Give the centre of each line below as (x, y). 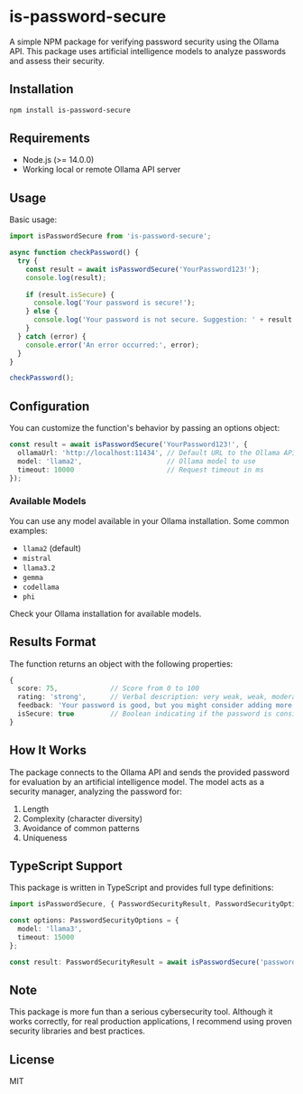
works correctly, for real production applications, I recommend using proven (151, 1022)
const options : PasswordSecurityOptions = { (94, 921)
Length (36, 809)
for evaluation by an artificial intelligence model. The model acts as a (137, 781)
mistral (37, 558)
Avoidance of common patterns (81, 828)
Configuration (50, 406)
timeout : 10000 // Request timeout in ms (141, 470)
